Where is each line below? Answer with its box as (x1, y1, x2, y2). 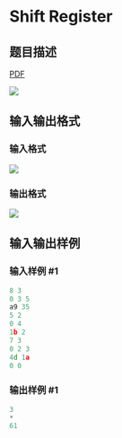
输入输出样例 (9, 236, 81, 251)
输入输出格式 (9, 114, 81, 129)
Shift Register (9, 6, 114, 27)
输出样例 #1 (9, 384, 58, 397)
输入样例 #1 (9, 265, 58, 277)
